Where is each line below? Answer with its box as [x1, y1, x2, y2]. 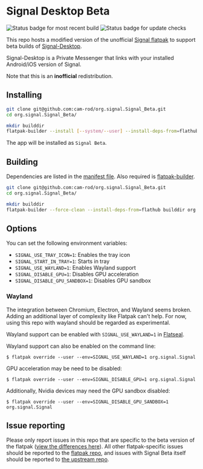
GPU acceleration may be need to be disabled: [6, 365, 122, 372]
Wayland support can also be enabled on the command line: [6, 342, 156, 350]
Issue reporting [6, 421, 65, 431]
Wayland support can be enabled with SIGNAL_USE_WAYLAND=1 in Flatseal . [6, 330, 185, 338]
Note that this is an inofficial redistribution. [6, 72, 114, 79]
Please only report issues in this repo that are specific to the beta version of [6, 436, 195, 444]
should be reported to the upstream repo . [6, 456, 109, 463]
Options [6, 223, 37, 234]
